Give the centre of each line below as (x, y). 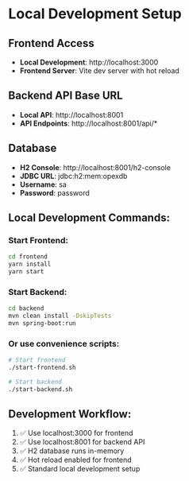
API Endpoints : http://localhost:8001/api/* (89, 123)
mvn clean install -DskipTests (60, 316)
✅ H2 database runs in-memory (72, 451)
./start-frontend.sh (42, 368)
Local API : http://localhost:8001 (71, 114)
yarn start (26, 272)
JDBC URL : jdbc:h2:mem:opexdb (73, 176)
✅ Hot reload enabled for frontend (76, 460)
